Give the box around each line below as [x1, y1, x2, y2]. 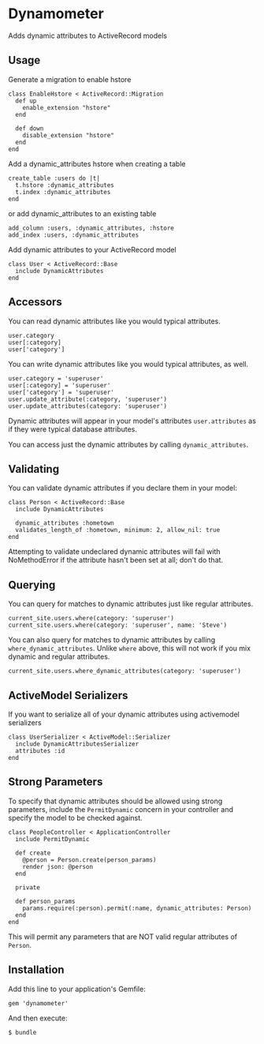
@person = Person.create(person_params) [22, 855, 157, 864]
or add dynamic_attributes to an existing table [8, 208, 157, 218]
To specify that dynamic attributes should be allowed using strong [8, 796, 223, 806]
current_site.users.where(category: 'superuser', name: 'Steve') [8, 621, 227, 630]
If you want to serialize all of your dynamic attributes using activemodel [8, 709, 240, 719]
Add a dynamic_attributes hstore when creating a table [8, 159, 186, 168]
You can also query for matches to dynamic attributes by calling [8, 635, 215, 645]
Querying [8, 578, 56, 592]
